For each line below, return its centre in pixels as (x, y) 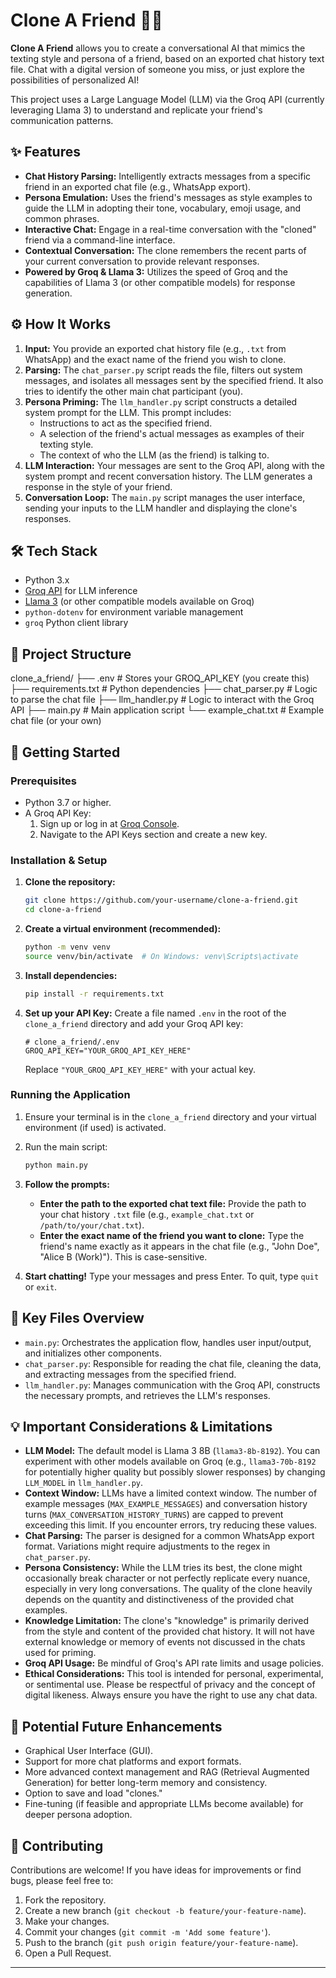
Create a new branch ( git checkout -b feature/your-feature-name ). (165, 1910)
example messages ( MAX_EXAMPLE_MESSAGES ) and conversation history (166, 1504)
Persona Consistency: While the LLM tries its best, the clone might (163, 1568)
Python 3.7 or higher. (68, 802)
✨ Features (45, 152)
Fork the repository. (65, 1900)
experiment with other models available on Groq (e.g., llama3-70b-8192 (170, 1461)
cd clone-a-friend (63, 910)
